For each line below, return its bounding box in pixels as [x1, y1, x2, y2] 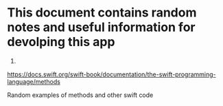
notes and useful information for [7, 19, 196, 35]
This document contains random [7, 5, 197, 21]
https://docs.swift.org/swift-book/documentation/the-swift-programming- [7, 70, 216, 78]
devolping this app [7, 34, 115, 50]
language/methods [7, 77, 60, 85]
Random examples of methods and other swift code [7, 91, 154, 99]
